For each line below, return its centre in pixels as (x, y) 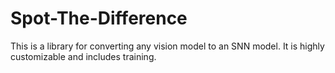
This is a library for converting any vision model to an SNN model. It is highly (167, 46)
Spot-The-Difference (99, 18)
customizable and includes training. (83, 56)
